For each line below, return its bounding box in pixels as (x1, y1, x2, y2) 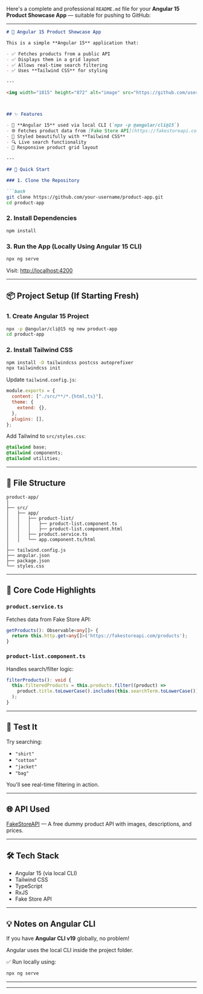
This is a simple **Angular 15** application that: (6, 39, 139, 46)
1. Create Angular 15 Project (6, 312, 89, 321)
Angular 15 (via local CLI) (14, 870, 77, 877)
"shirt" (14, 751, 34, 757)
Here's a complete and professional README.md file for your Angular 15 (6, 5, 180, 12)
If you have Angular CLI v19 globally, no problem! (6, 935, 130, 942)
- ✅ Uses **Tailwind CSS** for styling (6, 68, 108, 74)
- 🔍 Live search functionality (6, 139, 86, 145)
